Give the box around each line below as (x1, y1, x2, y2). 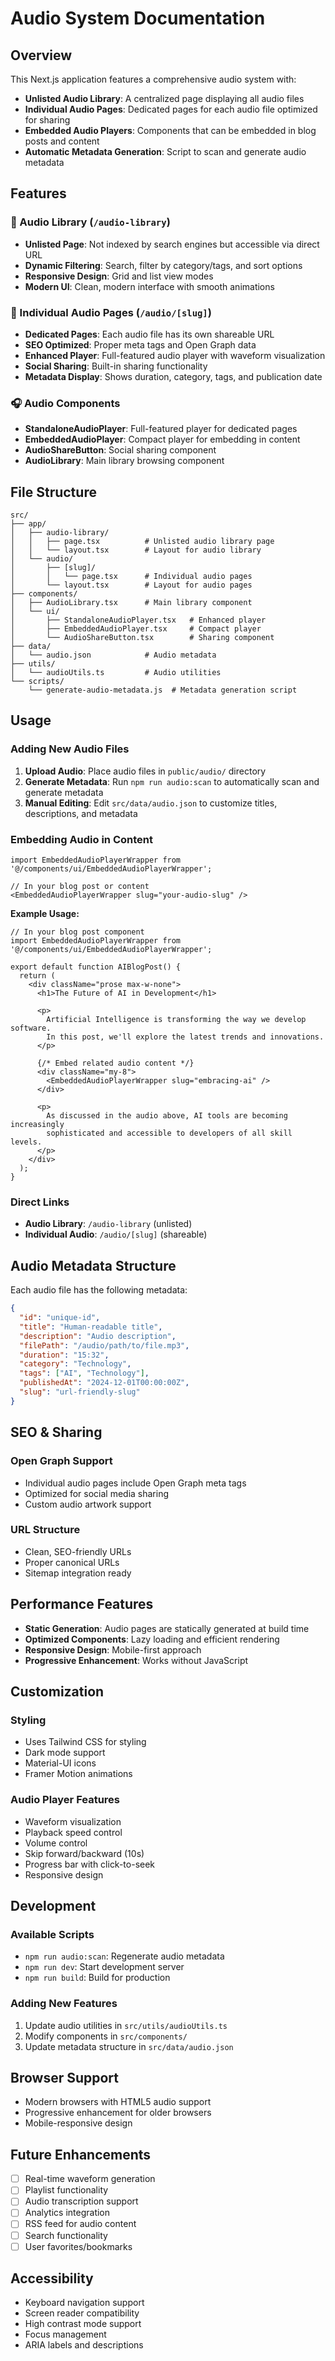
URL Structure (10, 1523, 81, 1537)
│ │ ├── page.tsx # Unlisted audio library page (10, 537, 275, 547)
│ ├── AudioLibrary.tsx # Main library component (10, 598, 253, 608)
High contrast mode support (24, 2318, 142, 2330)
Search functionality (24, 2229, 108, 2241)
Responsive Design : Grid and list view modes (24, 270, 214, 282)
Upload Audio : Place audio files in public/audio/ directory (24, 765, 267, 777)
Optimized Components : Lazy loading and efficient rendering (24, 1633, 280, 1645)
